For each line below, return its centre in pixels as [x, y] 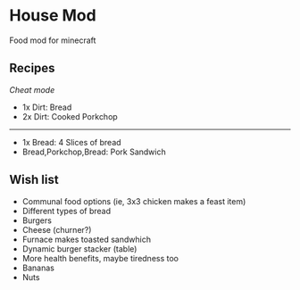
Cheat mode [32, 89]
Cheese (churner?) [57, 229]
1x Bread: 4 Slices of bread [72, 142]
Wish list [34, 180]
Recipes [32, 68]
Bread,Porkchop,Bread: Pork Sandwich [94, 152]
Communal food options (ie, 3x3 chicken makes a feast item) [134, 201]
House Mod [53, 16]
